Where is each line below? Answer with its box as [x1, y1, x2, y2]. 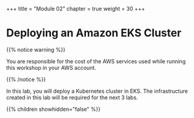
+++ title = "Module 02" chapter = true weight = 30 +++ [6, 5, 145, 12]
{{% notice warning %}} [6, 46, 66, 53]
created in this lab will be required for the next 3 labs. [6, 93, 138, 101]
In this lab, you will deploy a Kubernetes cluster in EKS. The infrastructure [6, 87, 188, 95]
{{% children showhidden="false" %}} [6, 105, 101, 113]
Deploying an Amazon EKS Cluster [6, 26, 182, 40]
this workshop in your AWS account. [6, 64, 96, 71]
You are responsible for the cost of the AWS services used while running [6, 57, 186, 65]
